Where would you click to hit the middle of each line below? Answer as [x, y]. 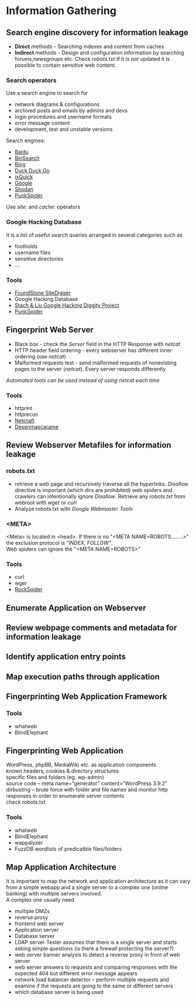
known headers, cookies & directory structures [63, 771]
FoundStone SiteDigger [43, 293]
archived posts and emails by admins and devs [71, 111]
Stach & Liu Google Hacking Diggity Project [67, 305]
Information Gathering [61, 11]
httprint [23, 408]
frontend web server [39, 924]
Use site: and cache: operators [43, 207]
